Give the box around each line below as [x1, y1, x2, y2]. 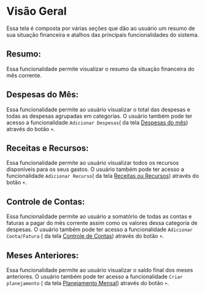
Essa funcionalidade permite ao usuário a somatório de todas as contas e [6, 213, 192, 220]
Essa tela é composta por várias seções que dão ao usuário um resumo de [6, 25, 195, 32]
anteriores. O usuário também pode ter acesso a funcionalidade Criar [6, 273, 183, 280]
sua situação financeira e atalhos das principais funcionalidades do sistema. [6, 31, 199, 38]
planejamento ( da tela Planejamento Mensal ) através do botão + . [6, 280, 169, 286]
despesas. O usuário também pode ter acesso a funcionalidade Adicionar [6, 226, 193, 234]
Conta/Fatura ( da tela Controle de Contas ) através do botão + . [6, 232, 164, 240]
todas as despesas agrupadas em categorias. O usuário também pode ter [6, 112, 193, 120]
